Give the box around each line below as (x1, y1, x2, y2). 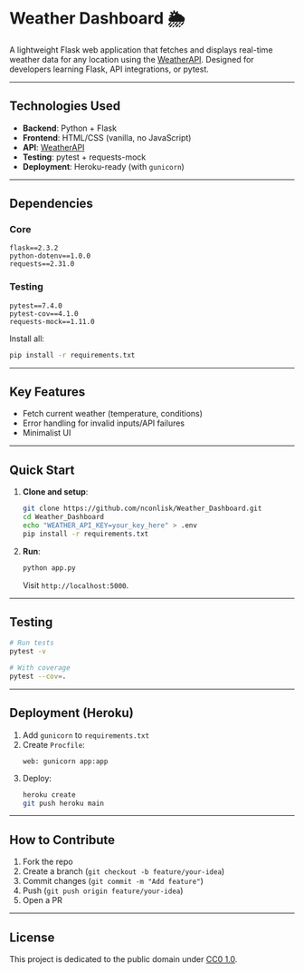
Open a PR (22, 895, 63, 906)
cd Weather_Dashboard (22, 513, 104, 522)
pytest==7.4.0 (9, 301, 63, 310)
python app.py (22, 563, 76, 573)
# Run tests (9, 638, 54, 648)
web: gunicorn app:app (22, 756, 109, 766)
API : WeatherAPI (22, 142, 85, 152)
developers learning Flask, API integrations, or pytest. (9, 64, 210, 74)
